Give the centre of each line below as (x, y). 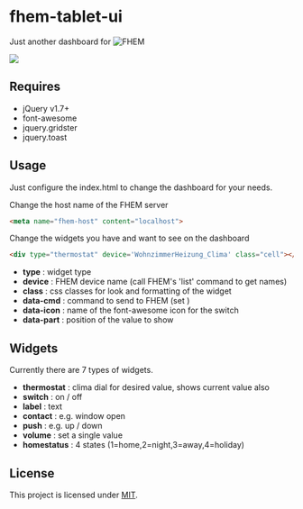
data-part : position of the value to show (98, 320)
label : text (42, 406)
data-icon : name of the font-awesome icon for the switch (130, 310)
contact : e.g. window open (74, 416)
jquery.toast (45, 137)
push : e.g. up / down (62, 426)
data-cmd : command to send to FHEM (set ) (106, 301)
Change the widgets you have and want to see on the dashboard (129, 238)
